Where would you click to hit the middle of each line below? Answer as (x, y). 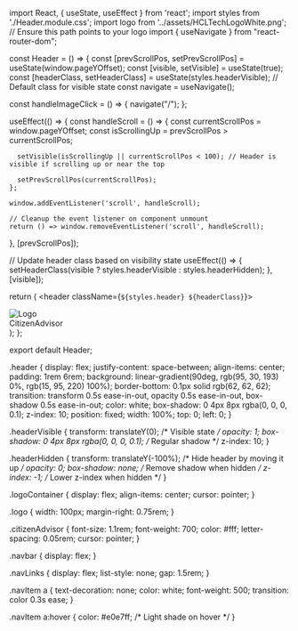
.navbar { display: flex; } (53, 556)
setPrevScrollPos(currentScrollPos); (87, 180)
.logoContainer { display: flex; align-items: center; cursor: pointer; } (132, 494)
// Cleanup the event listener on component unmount (109, 219)
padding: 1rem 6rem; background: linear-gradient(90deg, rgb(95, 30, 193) (144, 376)
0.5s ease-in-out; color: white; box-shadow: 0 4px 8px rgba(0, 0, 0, (163, 405)
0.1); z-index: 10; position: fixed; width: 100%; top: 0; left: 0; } (121, 414)
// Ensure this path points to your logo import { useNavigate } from (130, 32)
